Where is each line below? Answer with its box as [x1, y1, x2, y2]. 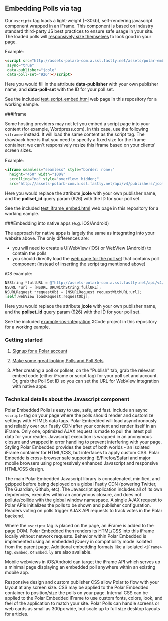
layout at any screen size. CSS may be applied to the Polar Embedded [5, 584, 149, 590]
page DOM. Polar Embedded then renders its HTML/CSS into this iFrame [5, 528, 154, 534]
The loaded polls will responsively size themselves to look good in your [5, 33, 152, 39]
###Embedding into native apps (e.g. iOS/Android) [5, 220, 109, 226]
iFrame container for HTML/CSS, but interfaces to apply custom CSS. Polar [5, 449, 160, 455]
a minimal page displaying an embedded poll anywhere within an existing [5, 564, 156, 570]
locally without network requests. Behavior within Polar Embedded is [5, 533, 146, 539]
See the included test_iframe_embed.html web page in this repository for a [5, 205, 159, 211]
